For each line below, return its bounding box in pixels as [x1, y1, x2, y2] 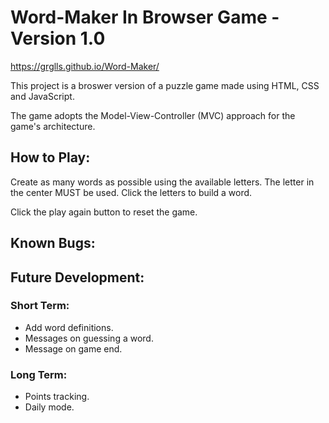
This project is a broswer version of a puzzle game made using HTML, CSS [10, 79, 320, 91]
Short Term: [10, 299, 70, 313]
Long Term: [10, 367, 68, 381]
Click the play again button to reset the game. [10, 206, 198, 218]
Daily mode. [24, 401, 75, 413]
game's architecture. [10, 120, 96, 132]
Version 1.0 [10, 27, 106, 50]
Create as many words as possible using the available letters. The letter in [10, 176, 315, 188]
